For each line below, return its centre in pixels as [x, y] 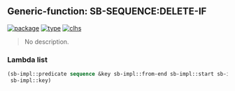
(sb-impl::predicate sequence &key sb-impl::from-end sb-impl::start [111, 74]
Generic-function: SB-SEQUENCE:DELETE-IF [107, 11]
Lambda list [27, 60]
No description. [47, 42]
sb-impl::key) [31, 80]
